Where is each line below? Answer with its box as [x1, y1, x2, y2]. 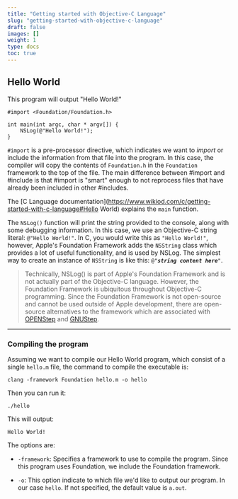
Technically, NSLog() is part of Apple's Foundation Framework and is [24, 270, 225, 278]
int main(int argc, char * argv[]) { [7, 121, 119, 128]
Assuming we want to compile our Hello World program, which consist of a [7, 355, 225, 363]
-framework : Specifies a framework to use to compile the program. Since [17, 454, 229, 463]
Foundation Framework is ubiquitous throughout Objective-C [24, 285, 202, 293]
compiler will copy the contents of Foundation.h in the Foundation [7, 161, 198, 169]
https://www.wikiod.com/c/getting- [108, 197, 211, 205]
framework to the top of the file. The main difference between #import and [7, 168, 225, 177]
